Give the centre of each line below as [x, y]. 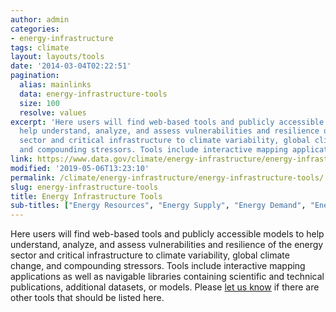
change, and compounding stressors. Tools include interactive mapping [158, 266]
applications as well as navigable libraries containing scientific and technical [167, 277]
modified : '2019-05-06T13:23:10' [80, 168]
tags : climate [40, 47]
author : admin [40, 19]
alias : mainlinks [55, 85]
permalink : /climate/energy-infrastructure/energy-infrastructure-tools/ [167, 177]
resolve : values [53, 112]
